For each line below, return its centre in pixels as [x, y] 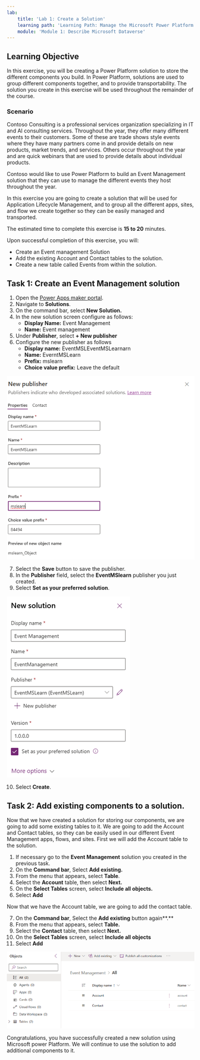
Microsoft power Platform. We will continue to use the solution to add [91, 1044]
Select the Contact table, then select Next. [68, 931]
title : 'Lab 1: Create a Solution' [62, 19]
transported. [22, 217]
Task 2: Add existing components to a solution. [96, 806]
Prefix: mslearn [43, 361]
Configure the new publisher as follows [63, 342]
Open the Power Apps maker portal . [59, 298]
